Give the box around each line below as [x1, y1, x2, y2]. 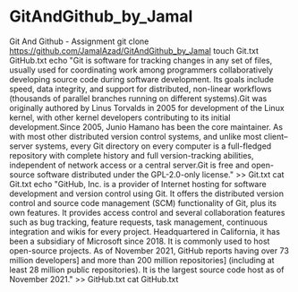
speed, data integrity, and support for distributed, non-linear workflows [9, 83, 272, 94]
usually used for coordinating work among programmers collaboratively [9, 64, 274, 75]
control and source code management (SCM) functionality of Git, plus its [9, 197, 277, 208]
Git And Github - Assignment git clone [9, 36, 149, 47]
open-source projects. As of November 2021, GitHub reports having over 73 [9, 245, 289, 256]
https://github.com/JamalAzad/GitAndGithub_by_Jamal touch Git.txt [9, 45, 260, 56]
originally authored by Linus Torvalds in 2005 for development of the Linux [9, 102, 285, 113]
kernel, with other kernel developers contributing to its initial [9, 112, 231, 123]
